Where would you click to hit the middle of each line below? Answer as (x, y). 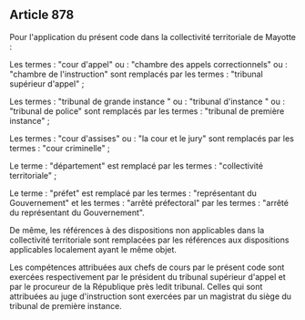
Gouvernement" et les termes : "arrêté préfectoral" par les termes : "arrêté (149, 202)
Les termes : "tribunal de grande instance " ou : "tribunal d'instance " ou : (147, 101)
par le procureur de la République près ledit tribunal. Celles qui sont (136, 286)
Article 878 (42, 15)
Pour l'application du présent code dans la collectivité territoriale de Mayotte (153, 36)
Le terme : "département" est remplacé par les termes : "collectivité (137, 165)
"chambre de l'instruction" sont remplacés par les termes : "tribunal (137, 74)
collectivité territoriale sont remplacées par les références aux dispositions (149, 240)
